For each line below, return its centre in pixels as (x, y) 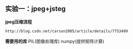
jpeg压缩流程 (19, 22)
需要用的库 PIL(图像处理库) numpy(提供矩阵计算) (55, 41)
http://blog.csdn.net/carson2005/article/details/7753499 (66, 31)
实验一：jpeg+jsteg (35, 9)
